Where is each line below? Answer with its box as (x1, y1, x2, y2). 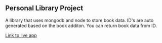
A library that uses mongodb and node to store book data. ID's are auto (5, 17, 154, 23)
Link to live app (5, 32, 37, 38)
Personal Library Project (5, 4, 84, 12)
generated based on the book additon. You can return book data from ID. (5, 22, 157, 28)
